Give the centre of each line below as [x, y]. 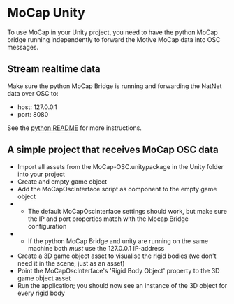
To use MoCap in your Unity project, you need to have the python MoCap [112, 32]
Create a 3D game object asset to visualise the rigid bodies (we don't [117, 256]
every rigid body [41, 293]
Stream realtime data [54, 69]
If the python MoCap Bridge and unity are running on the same [118, 241]
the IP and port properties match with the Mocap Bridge [108, 219]
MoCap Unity [46, 13]
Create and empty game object [62, 181]
